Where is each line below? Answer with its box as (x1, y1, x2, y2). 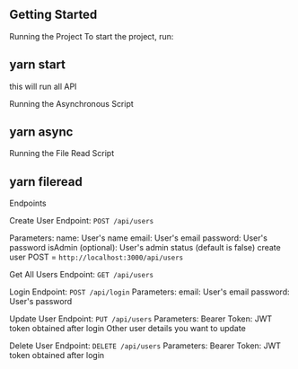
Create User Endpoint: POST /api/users (9, 215, 154, 226)
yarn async (9, 125, 74, 140)
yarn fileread (9, 174, 83, 189)
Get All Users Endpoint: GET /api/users (9, 269, 154, 280)
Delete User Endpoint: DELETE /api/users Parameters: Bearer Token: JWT (9, 340, 281, 351)
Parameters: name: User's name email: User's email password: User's (9, 233, 267, 243)
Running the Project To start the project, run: (9, 31, 174, 41)
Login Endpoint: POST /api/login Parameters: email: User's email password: (9, 286, 290, 297)
